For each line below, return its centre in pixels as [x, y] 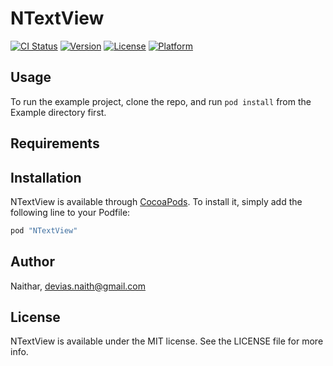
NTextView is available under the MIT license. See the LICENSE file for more [167, 341]
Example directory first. [58, 112]
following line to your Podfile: [70, 212]
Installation [46, 177]
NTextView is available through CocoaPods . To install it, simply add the [156, 201]
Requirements [55, 143]
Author [32, 262]
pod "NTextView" [44, 230]
